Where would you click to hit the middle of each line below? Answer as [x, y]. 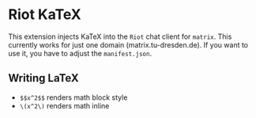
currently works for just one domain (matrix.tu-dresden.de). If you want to [128, 44]
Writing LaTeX [43, 78]
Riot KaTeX [45, 15]
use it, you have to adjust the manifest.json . [80, 53]
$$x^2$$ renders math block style [73, 97]
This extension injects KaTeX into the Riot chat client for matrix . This [120, 36]
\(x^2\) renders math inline [64, 105]
